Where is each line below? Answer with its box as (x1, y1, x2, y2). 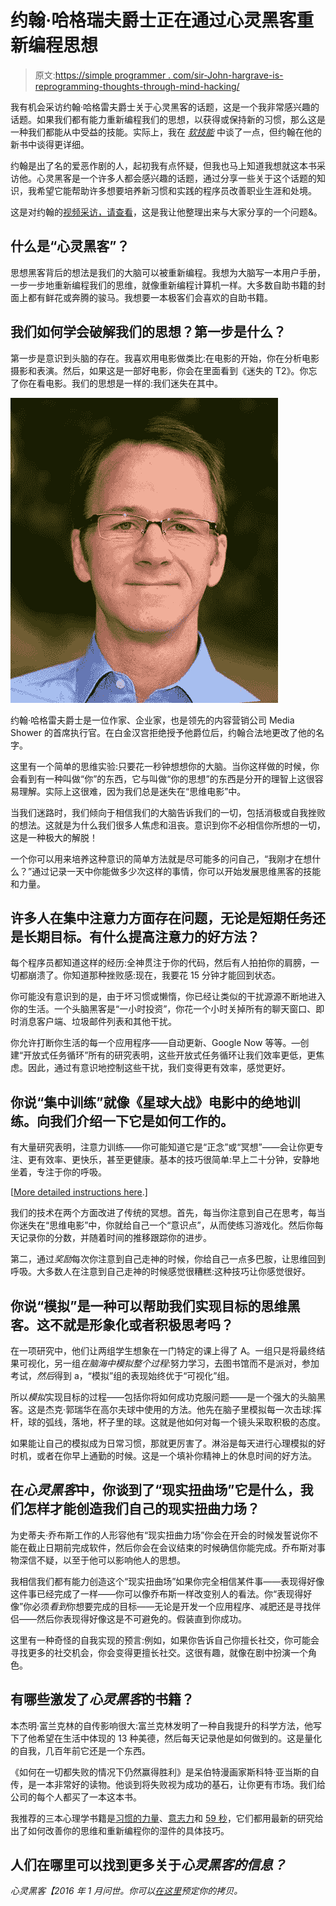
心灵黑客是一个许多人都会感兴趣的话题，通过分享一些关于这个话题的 (36, 172, 317, 184)
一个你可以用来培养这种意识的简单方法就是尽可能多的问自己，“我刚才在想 (10, 852, 313, 865)
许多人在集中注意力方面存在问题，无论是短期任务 (10, 909, 313, 926)
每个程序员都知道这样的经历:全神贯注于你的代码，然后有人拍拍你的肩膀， (10, 957, 312, 969)
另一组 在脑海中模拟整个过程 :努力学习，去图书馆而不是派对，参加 (53, 1357, 320, 1369)
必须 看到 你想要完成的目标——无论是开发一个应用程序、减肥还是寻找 (31, 1600, 313, 1612)
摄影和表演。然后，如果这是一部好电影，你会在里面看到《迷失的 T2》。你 (10, 364, 309, 376)
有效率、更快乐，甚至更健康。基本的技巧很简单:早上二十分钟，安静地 (36, 1154, 320, 1166)
